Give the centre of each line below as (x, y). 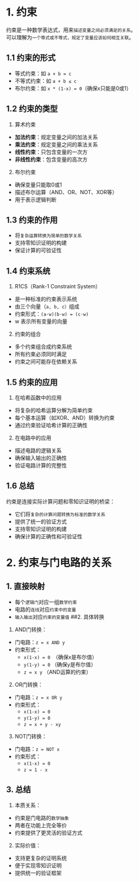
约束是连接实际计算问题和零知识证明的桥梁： (61, 501)
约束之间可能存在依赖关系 (46, 361)
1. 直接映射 (26, 586)
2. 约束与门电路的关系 (59, 563)
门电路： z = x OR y (38, 697)
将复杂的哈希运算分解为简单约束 (54, 410)
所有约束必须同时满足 (41, 354)
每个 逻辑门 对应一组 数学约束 (46, 601)
